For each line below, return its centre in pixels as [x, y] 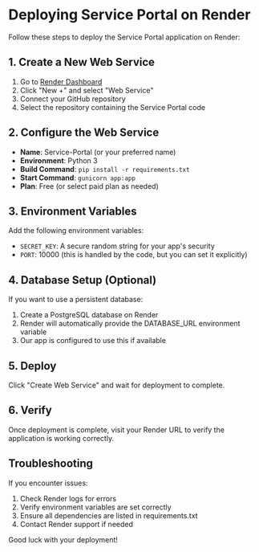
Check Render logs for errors [68, 498]
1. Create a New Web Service [81, 62]
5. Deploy [32, 366]
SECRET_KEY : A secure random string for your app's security [117, 246]
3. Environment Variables [73, 211]
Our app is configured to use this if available [93, 341]
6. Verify [30, 410]
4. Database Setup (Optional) [83, 280]
